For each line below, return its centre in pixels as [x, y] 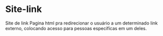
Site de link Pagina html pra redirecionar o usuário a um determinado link [81, 23]
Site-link [24, 9]
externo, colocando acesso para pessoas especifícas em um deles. [76, 28]
